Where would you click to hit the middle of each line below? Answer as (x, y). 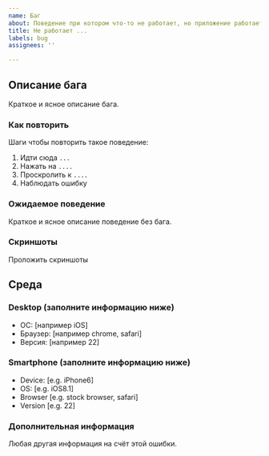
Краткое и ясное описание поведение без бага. (90, 222)
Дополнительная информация (71, 426)
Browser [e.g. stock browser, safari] (79, 397)
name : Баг (25, 16)
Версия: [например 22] (60, 342)
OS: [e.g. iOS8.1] (47, 388)
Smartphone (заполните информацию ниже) (99, 362)
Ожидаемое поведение (57, 204)
